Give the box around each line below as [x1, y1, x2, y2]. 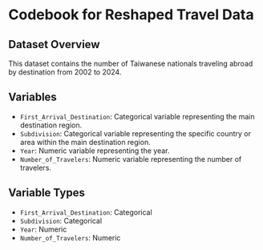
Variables [8, 91, 58, 104]
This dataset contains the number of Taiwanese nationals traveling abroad [8, 58, 253, 68]
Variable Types [8, 186, 86, 200]
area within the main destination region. [19, 137, 151, 147]
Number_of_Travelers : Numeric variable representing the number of [19, 154, 242, 163]
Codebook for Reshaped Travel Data [8, 6, 254, 24]
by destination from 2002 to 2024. [8, 67, 122, 77]
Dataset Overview [8, 38, 100, 51]
